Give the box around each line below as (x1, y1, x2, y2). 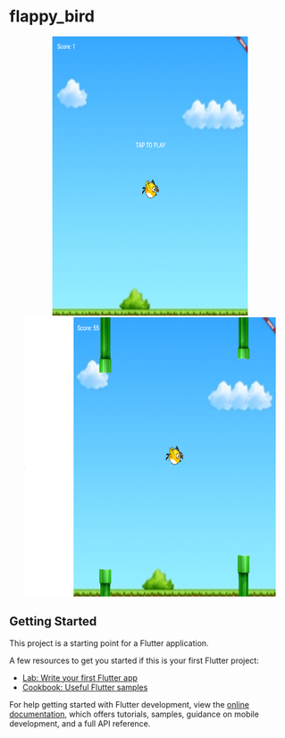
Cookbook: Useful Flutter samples (21, 682, 148, 692)
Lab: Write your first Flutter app (21, 672, 138, 683)
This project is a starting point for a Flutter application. (9, 637, 209, 649)
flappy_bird (9, 6, 96, 27)
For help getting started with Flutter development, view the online (9, 699, 250, 709)
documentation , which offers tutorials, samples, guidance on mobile (9, 709, 259, 719)
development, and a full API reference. (9, 717, 151, 729)
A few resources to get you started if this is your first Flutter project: (9, 655, 259, 666)
